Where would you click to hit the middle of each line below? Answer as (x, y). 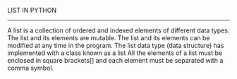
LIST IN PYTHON (32, 10)
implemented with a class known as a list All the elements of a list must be (115, 53)
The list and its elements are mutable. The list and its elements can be (109, 38)
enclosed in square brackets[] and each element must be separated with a (115, 60)
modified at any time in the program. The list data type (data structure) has (116, 45)
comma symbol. (31, 68)
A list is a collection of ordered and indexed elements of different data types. (119, 30)
